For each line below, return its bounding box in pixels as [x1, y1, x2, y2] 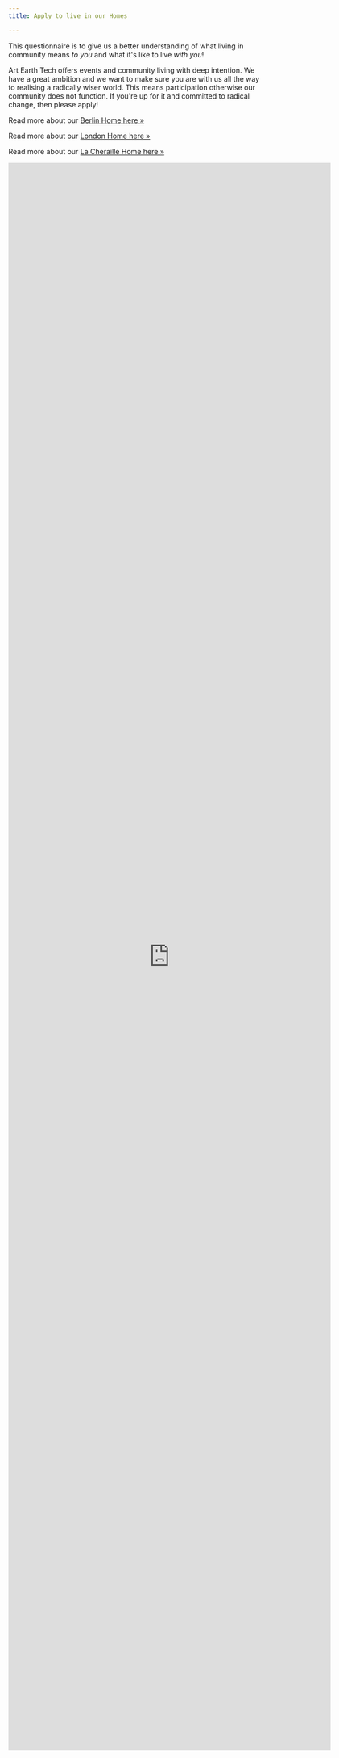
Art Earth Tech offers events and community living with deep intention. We [8, 65, 255, 75]
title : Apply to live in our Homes [8, 11, 128, 20]
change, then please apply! [8, 99, 99, 109]
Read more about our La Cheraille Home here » [8, 146, 165, 156]
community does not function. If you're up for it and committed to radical [8, 90, 250, 101]
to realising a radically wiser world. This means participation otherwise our [8, 82, 256, 92]
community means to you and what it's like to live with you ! [8, 49, 205, 59]
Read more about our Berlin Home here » [8, 115, 145, 125]
